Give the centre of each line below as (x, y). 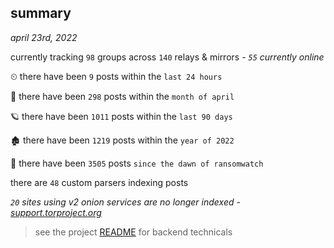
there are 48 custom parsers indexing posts (99, 182)
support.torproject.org (56, 212)
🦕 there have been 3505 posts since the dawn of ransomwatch (137, 163)
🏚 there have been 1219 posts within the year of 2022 (122, 140)
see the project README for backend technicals (133, 232)
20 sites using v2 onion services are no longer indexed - (125, 202)
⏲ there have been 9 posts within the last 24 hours (116, 76)
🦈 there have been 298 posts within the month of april (122, 96)
